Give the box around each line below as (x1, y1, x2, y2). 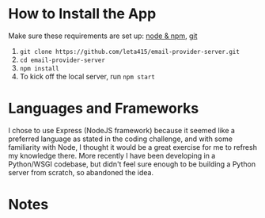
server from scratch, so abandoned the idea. (8, 167, 154, 177)
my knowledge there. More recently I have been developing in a (8, 151, 216, 160)
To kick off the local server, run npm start (19, 71, 156, 81)
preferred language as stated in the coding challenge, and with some (8, 134, 233, 143)
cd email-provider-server (19, 56, 105, 64)
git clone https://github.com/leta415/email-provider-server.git (19, 48, 240, 55)
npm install (19, 64, 59, 72)
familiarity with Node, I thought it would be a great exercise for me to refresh (8, 142, 257, 151)
